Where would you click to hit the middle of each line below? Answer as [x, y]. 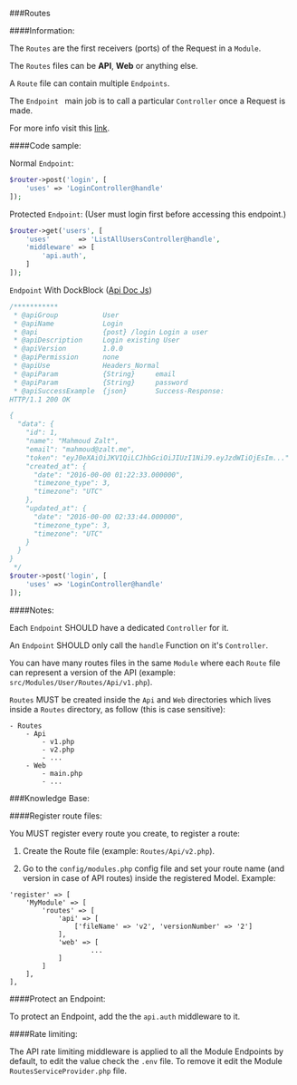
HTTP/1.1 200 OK [40, 399]
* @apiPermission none [66, 357]
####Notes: [32, 610]
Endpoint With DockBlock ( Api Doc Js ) [81, 290]
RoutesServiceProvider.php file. [68, 1070]
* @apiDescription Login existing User [96, 340]
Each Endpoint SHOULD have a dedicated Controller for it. [119, 627]
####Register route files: [56, 816]
